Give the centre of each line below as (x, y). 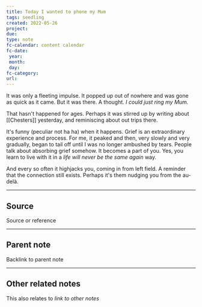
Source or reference (31, 220)
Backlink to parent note (35, 259)
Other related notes (44, 284)
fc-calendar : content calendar (45, 46)
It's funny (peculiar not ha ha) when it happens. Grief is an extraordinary (96, 132)
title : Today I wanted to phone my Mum (56, 12)
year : (16, 56)
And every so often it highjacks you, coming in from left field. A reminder (96, 169)
